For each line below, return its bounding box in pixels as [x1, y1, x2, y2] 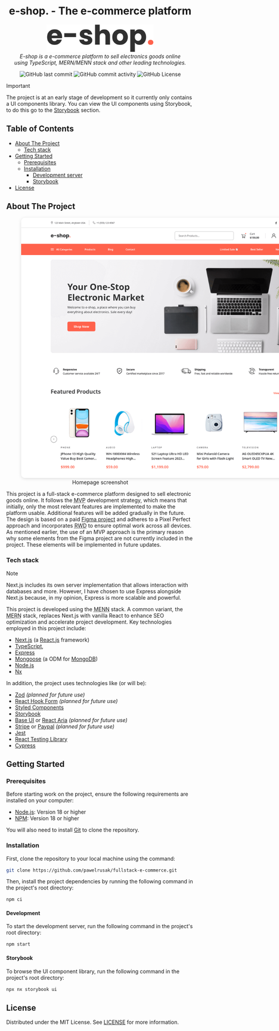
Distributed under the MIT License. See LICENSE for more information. [6, 1018, 179, 1026]
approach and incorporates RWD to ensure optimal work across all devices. [6, 522, 192, 529]
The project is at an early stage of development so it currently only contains [6, 94, 193, 101]
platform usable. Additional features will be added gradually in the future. [6, 510, 185, 517]
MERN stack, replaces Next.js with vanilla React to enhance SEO [6, 612, 165, 619]
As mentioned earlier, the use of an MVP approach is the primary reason [6, 529, 184, 536]
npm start [6, 941, 31, 947]
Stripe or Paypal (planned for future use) [14, 723, 115, 730]
